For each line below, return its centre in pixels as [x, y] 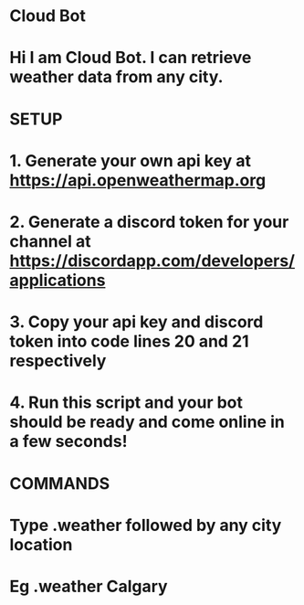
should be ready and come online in [147, 422]
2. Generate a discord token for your [149, 222]
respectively [58, 361]
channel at [50, 241]
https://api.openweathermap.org [138, 180]
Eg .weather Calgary [89, 586]
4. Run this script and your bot [126, 403]
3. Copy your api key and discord [136, 322]
